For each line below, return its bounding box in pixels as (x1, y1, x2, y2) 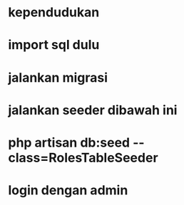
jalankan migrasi (8, 69, 108, 85)
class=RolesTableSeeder (8, 149, 159, 166)
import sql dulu (8, 37, 100, 53)
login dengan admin (8, 182, 128, 199)
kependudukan (8, 4, 100, 21)
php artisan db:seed (8, 135, 131, 150)
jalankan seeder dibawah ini (8, 102, 178, 118)
